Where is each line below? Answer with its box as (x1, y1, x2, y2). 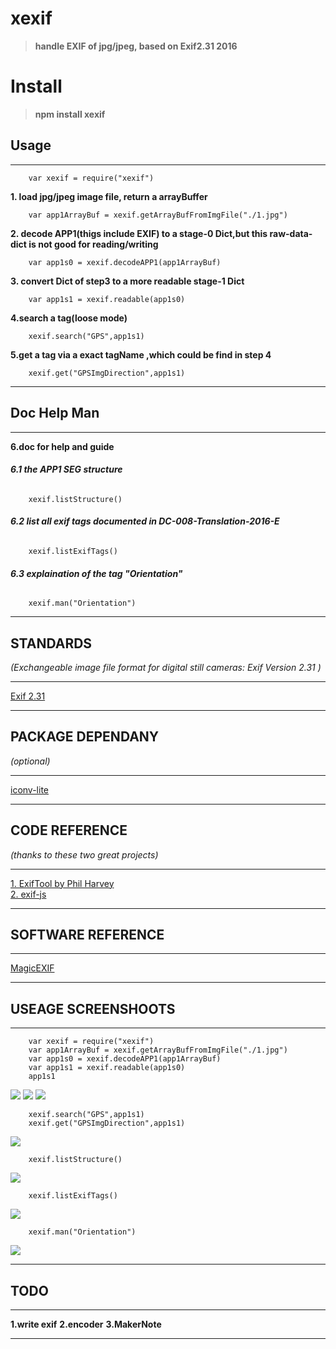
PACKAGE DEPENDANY (10, 728, 160, 746)
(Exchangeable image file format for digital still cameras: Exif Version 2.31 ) (10, 661, 322, 673)
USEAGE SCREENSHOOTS (10, 1000, 176, 1017)
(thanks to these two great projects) (10, 848, 159, 861)
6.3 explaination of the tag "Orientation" (10, 567, 183, 579)
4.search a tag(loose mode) (10, 312, 128, 324)
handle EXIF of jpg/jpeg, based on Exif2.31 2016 (34, 40, 238, 52)
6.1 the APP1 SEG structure (10, 463, 123, 476)
